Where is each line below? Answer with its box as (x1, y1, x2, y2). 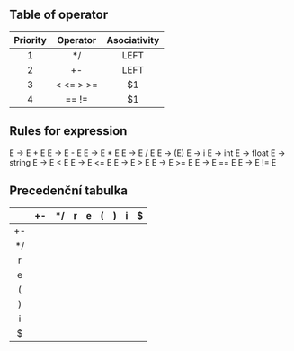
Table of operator (9, 7, 109, 22)
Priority (13, 33, 47, 46)
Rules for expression (9, 123, 128, 139)
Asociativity (106, 33, 160, 46)
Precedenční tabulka (9, 184, 129, 199)
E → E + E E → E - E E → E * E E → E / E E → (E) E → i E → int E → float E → (9, 148, 286, 158)
